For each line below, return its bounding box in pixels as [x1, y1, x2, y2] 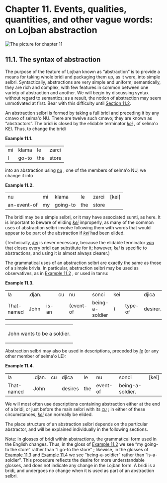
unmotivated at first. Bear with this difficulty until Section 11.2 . [5, 100, 132, 106]
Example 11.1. [5, 135, 33, 141]
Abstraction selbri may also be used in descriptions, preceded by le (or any [5, 347, 159, 353]
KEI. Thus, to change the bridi [5, 126, 66, 132]
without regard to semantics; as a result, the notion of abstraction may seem [5, 95, 162, 101]
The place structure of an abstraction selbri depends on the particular [5, 421, 148, 427]
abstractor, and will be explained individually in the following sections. [5, 426, 148, 432]
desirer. [144, 305, 162, 312]
